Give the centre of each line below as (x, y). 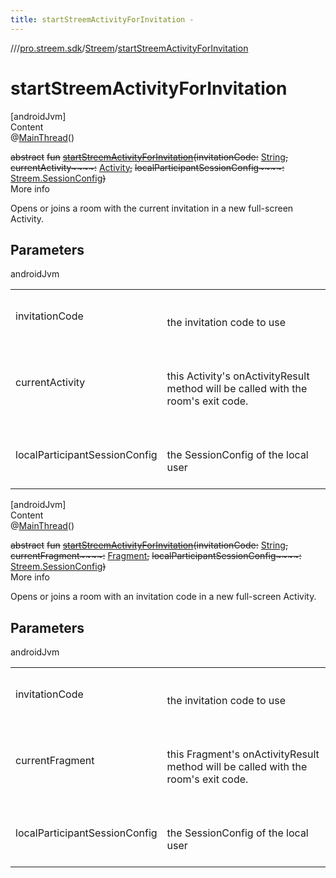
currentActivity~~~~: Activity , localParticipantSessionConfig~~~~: (147, 167)
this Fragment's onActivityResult (243, 754)
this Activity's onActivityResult (238, 376)
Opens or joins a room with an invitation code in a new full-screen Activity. (163, 597)
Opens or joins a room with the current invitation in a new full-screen (152, 208)
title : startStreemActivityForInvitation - (102, 19)
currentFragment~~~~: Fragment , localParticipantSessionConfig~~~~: (156, 556)
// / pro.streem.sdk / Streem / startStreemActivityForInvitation (129, 48)
